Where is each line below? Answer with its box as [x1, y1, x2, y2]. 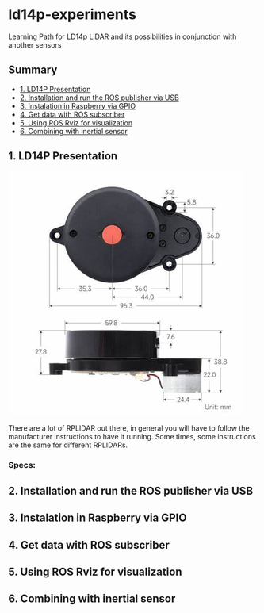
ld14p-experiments [8, 6, 137, 24]
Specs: [8, 460, 36, 471]
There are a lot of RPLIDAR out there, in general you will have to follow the [8, 423, 250, 433]
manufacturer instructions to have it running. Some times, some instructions [8, 431, 256, 441]
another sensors [8, 40, 62, 49]
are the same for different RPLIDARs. [8, 440, 128, 450]
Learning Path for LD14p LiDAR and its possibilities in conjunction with [8, 32, 237, 41]
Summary [8, 63, 58, 77]
